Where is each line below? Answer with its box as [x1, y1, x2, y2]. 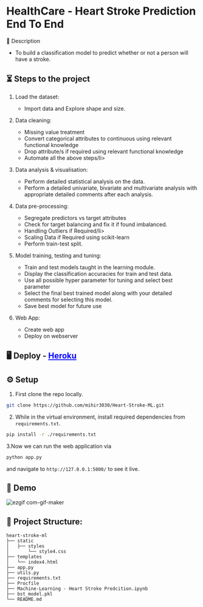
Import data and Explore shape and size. [24, 105, 126, 112]
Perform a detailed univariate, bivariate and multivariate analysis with [24, 184, 198, 191]
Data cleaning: [15, 117, 52, 124]
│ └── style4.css [6, 549, 67, 555]
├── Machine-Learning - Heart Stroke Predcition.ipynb [6, 586, 148, 592]
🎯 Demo [6, 482, 36, 493]
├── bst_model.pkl [6, 591, 53, 597]
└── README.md [6, 597, 43, 603]
